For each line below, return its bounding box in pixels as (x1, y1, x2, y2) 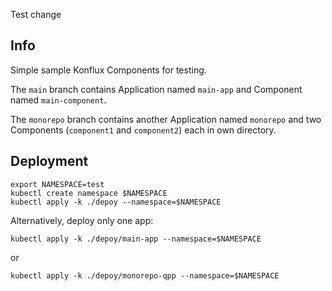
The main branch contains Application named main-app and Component (10, 83, 303, 95)
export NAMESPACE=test (10, 179, 105, 189)
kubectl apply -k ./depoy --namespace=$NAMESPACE (10, 197, 222, 207)
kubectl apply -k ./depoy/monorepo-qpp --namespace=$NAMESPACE (10, 270, 280, 281)
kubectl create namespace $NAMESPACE (10, 188, 168, 198)
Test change (10, 9, 62, 20)
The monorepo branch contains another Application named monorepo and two (10, 113, 322, 125)
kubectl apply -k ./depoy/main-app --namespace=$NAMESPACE (10, 234, 262, 244)
